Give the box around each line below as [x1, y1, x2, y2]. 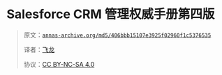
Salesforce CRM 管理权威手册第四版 [6, 6, 215, 22]
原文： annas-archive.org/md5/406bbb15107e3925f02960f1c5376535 [23, 31, 212, 39]
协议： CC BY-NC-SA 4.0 [23, 60, 95, 68]
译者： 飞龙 [23, 45, 55, 53]
